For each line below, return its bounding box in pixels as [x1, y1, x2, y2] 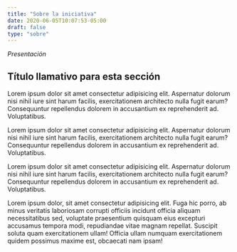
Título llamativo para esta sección [7, 70, 161, 83]
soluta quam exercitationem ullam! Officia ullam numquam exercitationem [7, 229, 223, 238]
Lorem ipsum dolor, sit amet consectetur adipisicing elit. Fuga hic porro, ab [7, 199, 227, 207]
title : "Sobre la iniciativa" [7, 10, 98, 18]
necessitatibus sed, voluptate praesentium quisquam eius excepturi [7, 214, 206, 223]
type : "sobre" [7, 30, 50, 38]
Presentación [7, 50, 46, 58]
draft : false [7, 23, 46, 31]
